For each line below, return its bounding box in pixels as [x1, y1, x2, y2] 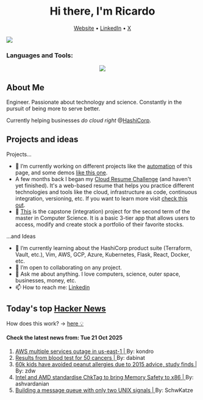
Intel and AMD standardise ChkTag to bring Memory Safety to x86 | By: [15, 373, 194, 380]
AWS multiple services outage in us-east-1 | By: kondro [15, 348, 154, 355]
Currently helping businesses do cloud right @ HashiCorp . [6, 117, 151, 124]
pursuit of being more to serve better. [6, 105, 101, 112]
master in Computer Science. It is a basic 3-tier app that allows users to [15, 214, 195, 221]
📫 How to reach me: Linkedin [15, 284, 90, 291]
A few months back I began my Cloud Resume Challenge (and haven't [15, 175, 191, 182]
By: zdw [15, 367, 36, 374]
